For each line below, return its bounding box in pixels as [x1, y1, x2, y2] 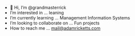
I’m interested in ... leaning [9, 10, 64, 16]
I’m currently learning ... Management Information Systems [9, 15, 131, 20]
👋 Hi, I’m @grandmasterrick [9, 5, 67, 10]
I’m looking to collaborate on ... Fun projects [9, 20, 100, 26]
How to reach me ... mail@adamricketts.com [9, 25, 101, 31]
